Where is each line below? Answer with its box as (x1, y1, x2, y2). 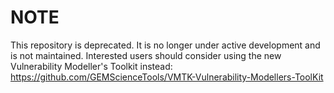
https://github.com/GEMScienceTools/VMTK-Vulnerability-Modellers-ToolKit (10, 71, 324, 83)
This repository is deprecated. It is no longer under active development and (10, 39, 321, 51)
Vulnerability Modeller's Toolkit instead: (10, 60, 173, 72)
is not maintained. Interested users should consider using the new (10, 49, 282, 61)
